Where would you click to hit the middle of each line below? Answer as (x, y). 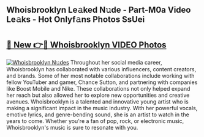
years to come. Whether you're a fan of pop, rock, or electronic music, (95, 121)
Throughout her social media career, (116, 62)
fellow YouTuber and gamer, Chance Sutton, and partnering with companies (102, 82)
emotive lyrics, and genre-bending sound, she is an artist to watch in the (98, 114)
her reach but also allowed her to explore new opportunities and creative (98, 95)
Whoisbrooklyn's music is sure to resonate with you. (72, 128)
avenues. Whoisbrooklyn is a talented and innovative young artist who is (97, 102)
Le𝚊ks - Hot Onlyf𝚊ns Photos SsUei (76, 20)
